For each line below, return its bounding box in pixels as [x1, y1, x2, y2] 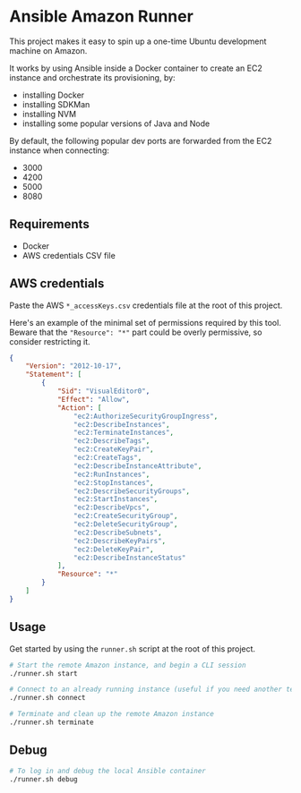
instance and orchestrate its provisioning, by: [9, 72, 176, 82]
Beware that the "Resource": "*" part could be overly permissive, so [9, 327, 262, 337]
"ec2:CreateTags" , [73, 454, 142, 463]
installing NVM [21, 108, 77, 119]
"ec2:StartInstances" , [73, 495, 159, 504]
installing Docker [21, 90, 85, 100]
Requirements [9, 217, 90, 232]
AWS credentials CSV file [21, 250, 116, 260]
